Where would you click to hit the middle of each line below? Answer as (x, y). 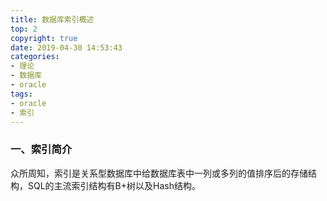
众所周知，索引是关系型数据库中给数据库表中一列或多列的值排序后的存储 (159, 173)
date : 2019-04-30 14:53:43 (66, 47)
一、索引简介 (41, 149)
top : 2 (24, 29)
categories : (35, 57)
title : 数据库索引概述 (52, 19)
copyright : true (44, 38)
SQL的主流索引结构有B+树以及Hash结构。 (114, 185)
